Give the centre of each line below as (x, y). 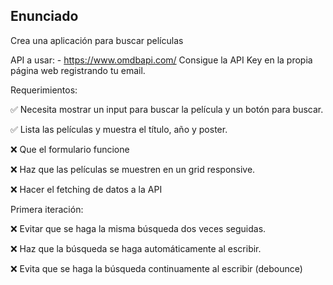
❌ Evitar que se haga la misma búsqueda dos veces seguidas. (138, 228)
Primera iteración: (47, 209)
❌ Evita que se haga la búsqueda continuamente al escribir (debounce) (156, 268)
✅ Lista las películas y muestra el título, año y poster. (119, 129)
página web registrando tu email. (78, 70)
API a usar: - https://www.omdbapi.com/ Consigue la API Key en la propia (161, 60)
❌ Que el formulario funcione (70, 149)
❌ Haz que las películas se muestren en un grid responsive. (133, 169)
